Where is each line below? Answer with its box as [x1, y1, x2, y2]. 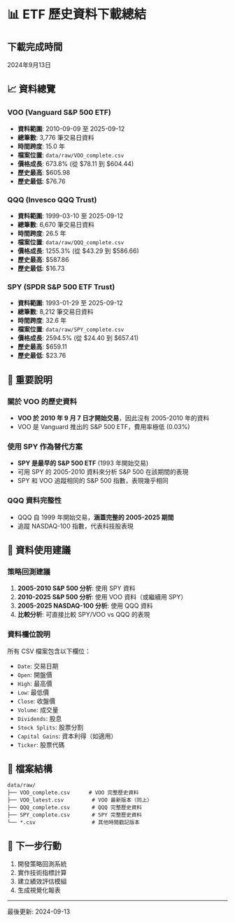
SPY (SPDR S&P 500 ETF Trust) [7, 281, 115, 291]
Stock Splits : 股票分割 [17, 722, 84, 732]
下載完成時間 [7, 41, 63, 53]
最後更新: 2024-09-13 [7, 907, 71, 916]
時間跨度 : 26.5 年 [17, 229, 66, 237]
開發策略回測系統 [17, 860, 67, 868]
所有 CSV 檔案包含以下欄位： [7, 647, 91, 655]
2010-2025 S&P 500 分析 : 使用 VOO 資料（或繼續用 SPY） [17, 593, 187, 601]
